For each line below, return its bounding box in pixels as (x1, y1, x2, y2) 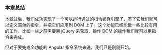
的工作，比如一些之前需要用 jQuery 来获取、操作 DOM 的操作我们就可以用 (5, 28, 152, 34)
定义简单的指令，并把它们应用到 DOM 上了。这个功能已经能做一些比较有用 (9, 22, 158, 28)
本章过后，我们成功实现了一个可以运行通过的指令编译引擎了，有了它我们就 (5, 16, 153, 22)
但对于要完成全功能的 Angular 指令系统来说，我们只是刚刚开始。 (5, 44, 133, 50)
